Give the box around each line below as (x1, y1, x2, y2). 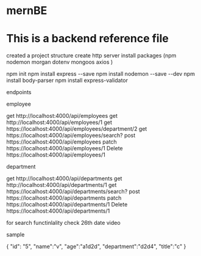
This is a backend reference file (6, 32, 169, 46)
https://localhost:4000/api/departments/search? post (6, 188, 140, 196)
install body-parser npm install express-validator (6, 77, 129, 84)
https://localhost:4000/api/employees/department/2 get (6, 125, 147, 133)
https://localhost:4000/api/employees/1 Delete (6, 145, 123, 152)
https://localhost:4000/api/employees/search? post (6, 132, 136, 139)
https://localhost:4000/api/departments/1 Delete (6, 201, 128, 208)
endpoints (6, 89, 32, 96)
